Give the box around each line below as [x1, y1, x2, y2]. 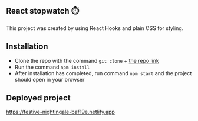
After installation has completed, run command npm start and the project [14, 69, 192, 76]
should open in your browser [14, 76, 85, 83]
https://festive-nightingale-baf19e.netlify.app [6, 109, 115, 116]
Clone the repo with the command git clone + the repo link [14, 57, 159, 64]
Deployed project [6, 93, 71, 103]
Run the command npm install [14, 63, 90, 70]
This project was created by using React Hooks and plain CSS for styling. [6, 24, 184, 32]
